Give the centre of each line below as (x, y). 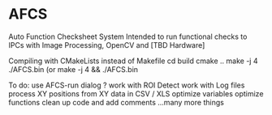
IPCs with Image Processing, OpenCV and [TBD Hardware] (107, 45)
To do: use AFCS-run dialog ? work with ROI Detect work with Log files (127, 85)
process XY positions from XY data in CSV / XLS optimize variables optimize (136, 93)
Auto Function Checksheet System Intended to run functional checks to (128, 36)
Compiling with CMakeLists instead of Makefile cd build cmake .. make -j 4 (133, 61)
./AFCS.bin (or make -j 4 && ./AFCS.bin (73, 69)
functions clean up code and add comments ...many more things (117, 102)
